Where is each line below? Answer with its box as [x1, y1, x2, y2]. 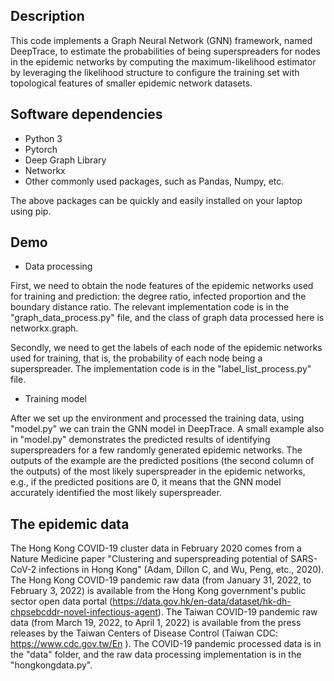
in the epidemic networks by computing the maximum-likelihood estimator [10, 55, 317, 68]
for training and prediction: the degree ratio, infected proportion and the [10, 290, 307, 303]
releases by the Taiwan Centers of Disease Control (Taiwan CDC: [10, 627, 279, 639]
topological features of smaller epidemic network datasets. [10, 77, 253, 89]
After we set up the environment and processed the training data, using [10, 412, 305, 424]
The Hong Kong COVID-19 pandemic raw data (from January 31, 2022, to [10, 574, 312, 586]
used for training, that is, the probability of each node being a [10, 352, 263, 364]
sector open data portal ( [10, 595, 113, 608]
